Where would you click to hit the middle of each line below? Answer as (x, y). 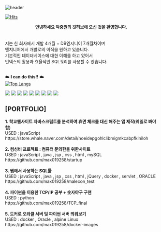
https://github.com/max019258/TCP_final (46, 203)
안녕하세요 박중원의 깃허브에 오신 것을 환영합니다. (81, 27)
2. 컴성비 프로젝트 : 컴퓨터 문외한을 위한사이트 (48, 149)
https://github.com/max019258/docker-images (51, 224)
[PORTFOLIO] (26, 109)
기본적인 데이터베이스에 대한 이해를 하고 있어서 (49, 55)
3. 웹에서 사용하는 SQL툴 (28, 171)
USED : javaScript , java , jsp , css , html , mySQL (53, 154)
